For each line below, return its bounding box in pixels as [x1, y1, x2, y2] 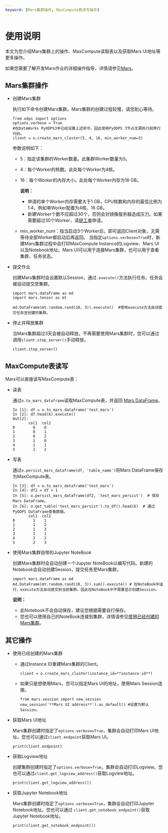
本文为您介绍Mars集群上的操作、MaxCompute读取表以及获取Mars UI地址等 [5, 48, 160, 54]
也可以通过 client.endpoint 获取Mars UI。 [26, 734, 111, 739]
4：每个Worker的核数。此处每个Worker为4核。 [20, 166, 118, 172]
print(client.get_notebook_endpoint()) [12, 823, 96, 828]
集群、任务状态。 [20, 253, 56, 259]
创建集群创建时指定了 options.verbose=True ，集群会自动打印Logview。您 [12, 764, 163, 770]
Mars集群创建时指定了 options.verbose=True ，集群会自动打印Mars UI [12, 727, 154, 733]
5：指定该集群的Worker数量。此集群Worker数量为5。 [20, 156, 130, 162]
